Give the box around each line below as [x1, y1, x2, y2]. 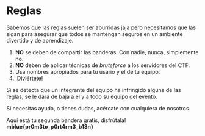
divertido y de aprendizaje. [6, 37, 74, 44]
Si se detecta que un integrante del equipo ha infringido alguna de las [6, 86, 181, 93]
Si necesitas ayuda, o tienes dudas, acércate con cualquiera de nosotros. [6, 104, 191, 112]
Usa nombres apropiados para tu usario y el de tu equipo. [15, 68, 160, 75]
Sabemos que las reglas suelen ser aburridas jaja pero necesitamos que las [6, 24, 196, 31]
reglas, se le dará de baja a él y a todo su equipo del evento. [6, 93, 157, 100]
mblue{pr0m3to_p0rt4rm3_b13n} [6, 123, 93, 130]
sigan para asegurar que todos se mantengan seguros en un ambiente [6, 30, 183, 37]
